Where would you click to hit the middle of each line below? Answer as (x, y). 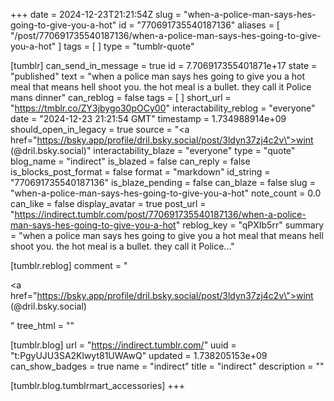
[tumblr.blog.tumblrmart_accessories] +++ (98, 385)
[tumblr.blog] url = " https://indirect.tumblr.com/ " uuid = (123, 345)
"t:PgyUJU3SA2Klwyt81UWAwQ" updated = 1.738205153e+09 (139, 355)
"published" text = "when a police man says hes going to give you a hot (157, 76)
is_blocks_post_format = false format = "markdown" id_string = (140, 172)
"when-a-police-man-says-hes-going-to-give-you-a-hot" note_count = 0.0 (166, 193)
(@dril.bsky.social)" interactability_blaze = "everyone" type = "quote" (153, 150)
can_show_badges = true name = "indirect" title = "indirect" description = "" (167, 366)
